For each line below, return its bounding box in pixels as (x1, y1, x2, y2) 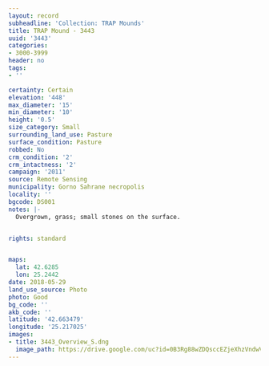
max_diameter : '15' (8, 101, 74, 109)
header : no (8, 57, 45, 65)
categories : (8, 42, 48, 50)
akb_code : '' (8, 308, 52, 316)
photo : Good (8, 293, 48, 301)
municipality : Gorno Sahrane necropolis (8, 183, 146, 191)
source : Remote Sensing (8, 176, 88, 184)
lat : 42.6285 (15, 263, 59, 271)
